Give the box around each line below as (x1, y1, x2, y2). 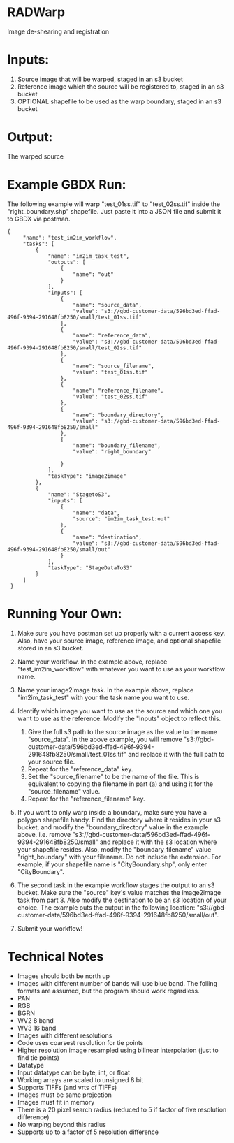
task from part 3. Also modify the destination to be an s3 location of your (17, 896, 227, 904)
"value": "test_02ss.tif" (73, 393, 149, 400)
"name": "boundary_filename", (73, 442, 161, 449)
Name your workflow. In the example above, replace (17, 657, 168, 666)
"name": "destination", (73, 534, 142, 541)
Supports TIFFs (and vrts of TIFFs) (17, 1083, 117, 1091)
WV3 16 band (17, 1024, 57, 1032)
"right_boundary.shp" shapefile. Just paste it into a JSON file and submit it (7, 207, 221, 215)
